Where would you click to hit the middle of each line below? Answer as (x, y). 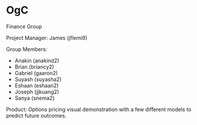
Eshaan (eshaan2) (37, 85)
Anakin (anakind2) (37, 60)
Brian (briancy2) (34, 67)
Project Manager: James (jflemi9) (47, 38)
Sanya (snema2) (35, 98)
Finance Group (24, 26)
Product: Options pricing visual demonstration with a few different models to (99, 109)
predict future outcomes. (36, 116)
